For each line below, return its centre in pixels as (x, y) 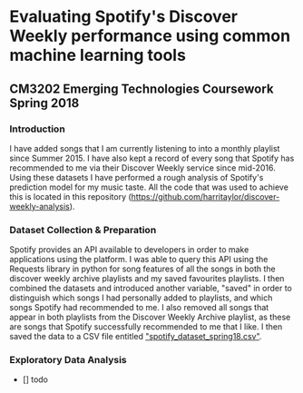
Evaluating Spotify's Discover (124, 17)
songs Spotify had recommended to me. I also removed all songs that (139, 308)
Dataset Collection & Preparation (83, 230)
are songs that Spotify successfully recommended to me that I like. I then (146, 327)
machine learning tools (98, 55)
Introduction (37, 129)
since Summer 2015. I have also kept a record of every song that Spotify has (152, 158)
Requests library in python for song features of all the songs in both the (143, 269)
